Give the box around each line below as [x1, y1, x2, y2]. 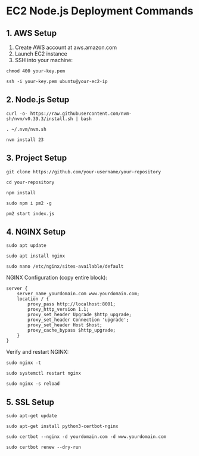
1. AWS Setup [6, 28, 57, 38]
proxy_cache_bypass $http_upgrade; [27, 328, 116, 333]
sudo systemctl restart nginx [6, 371, 82, 377]
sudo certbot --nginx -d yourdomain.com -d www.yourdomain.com [6, 434, 167, 440]
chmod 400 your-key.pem [6, 68, 66, 74]
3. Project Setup [6, 153, 67, 163]
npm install [6, 189, 36, 195]
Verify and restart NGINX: [6, 348, 69, 356]
